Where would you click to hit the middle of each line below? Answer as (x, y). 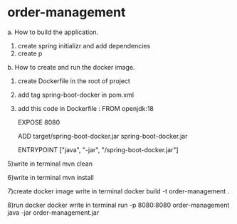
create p (30, 53)
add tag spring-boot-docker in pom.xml (75, 95)
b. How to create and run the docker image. (71, 67)
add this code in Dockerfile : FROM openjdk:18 (86, 108)
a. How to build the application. (53, 32)
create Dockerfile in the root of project (74, 81)
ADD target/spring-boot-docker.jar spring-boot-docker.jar (102, 136)
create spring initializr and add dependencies (84, 46)
